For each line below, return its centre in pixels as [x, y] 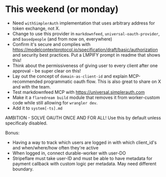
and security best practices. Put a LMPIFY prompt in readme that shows [86, 55]
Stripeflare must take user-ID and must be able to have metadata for [83, 158]
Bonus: [12, 132]
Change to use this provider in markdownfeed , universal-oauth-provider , [86, 33]
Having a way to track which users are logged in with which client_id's [84, 142]
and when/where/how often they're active [55, 147]
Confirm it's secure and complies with [51, 44]
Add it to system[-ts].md [37, 108]
